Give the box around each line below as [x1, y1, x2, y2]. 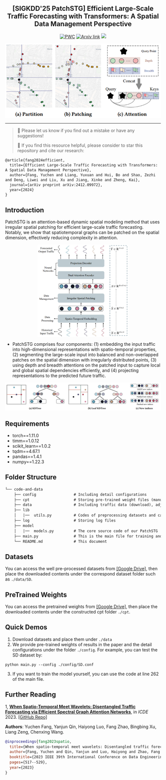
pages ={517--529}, [9, 760, 48, 765]
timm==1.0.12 [12, 438, 40, 444]
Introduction [5, 205, 44, 214]
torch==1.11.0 [12, 432, 39, 438]
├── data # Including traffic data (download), [14, 502, 154, 507]
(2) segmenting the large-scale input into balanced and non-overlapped [12, 352, 159, 358]
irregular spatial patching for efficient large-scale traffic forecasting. [5, 224, 144, 230]
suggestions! [17, 133, 44, 139]
